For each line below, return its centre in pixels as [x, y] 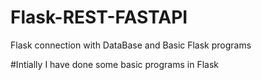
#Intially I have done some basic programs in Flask [114, 64]
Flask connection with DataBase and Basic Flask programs [131, 45]
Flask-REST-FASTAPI [99, 17]
